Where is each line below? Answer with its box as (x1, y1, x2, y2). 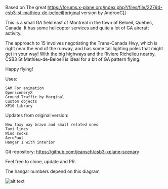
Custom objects (5, 99, 37, 104)
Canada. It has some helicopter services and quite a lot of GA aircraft (5, 25, 149, 31)
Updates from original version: (5, 112, 69, 118)
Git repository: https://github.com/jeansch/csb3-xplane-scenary (5, 149, 140, 155)
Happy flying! (5, 66, 33, 72)
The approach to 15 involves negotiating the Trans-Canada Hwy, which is (5, 40, 158, 46)
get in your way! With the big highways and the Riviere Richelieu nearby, (5, 51, 156, 57)
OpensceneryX (5, 90, 33, 95)
